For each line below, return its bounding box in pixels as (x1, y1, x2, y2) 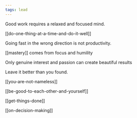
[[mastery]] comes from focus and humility (5, 50, 93, 56)
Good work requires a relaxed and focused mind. (5, 21, 105, 27)
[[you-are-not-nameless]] (5, 78, 58, 84)
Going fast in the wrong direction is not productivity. (5, 40, 112, 46)
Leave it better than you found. (5, 69, 68, 75)
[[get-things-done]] (5, 98, 45, 104)
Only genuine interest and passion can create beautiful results (5, 59, 133, 65)
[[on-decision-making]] (5, 107, 53, 113)
